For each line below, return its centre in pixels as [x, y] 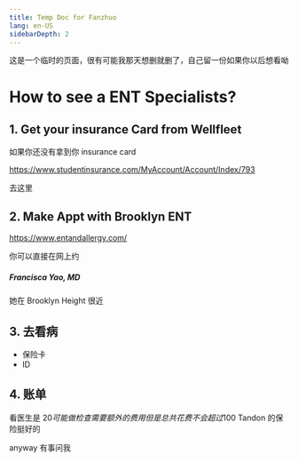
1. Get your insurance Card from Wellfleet [125, 129]
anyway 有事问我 [40, 447]
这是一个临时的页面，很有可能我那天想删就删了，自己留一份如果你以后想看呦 [149, 60]
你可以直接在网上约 [44, 256]
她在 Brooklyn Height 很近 [56, 301]
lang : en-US [31, 26]
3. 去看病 [34, 331]
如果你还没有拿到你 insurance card [73, 152]
